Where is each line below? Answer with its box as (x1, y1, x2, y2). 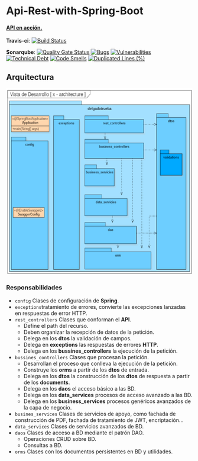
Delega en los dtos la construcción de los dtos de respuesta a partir (23, 372, 190, 379)
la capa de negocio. (23, 404, 72, 411)
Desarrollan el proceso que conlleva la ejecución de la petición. (23, 360, 178, 367)
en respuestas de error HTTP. (14, 310, 87, 317)
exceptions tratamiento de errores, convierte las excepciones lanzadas (14, 303, 186, 310)
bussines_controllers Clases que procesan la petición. (14, 353, 149, 360)
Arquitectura (6, 72, 54, 82)
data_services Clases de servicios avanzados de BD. (14, 423, 144, 430)
